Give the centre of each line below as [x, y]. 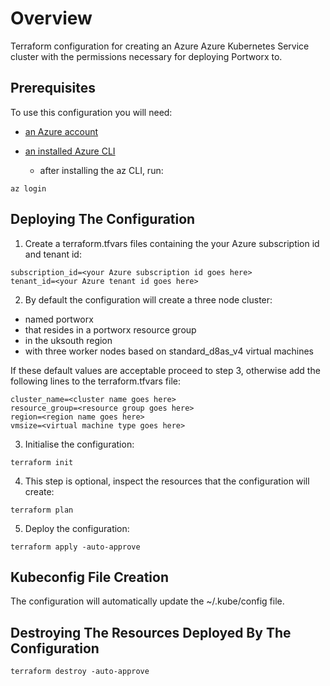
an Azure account [61, 131]
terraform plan [42, 510]
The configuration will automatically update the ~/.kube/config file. [147, 601]
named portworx [59, 319]
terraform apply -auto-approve [75, 547]
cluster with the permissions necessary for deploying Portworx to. [146, 56]
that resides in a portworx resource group [110, 329]
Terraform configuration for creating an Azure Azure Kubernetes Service [160, 46]
